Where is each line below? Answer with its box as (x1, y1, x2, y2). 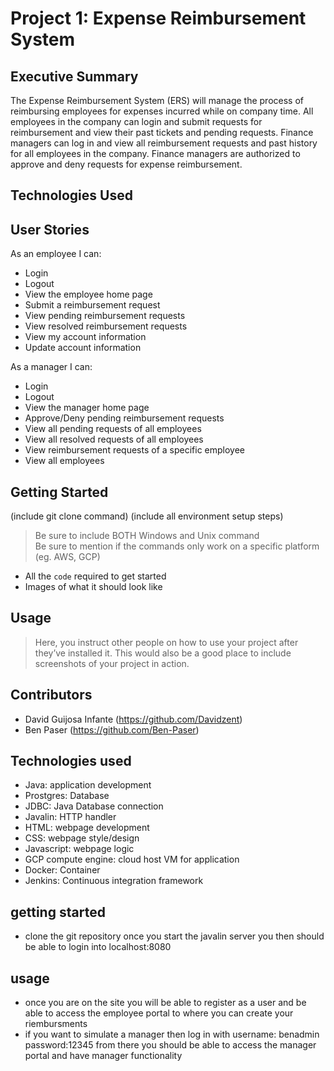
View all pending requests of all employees (24, 423, 202, 435)
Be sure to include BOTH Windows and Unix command (34, 530, 260, 542)
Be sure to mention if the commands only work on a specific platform (34, 540, 320, 552)
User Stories (10, 221, 90, 238)
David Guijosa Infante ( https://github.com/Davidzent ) (24, 713, 243, 725)
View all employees (24, 455, 105, 467)
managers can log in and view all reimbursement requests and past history (10, 137, 318, 149)
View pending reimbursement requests (24, 310, 186, 322)
